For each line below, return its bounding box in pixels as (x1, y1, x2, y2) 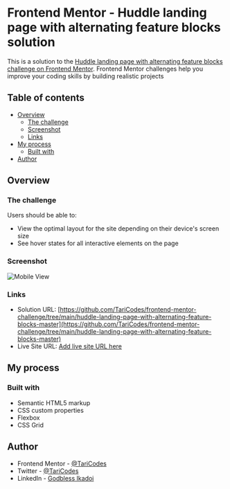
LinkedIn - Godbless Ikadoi (17, 474, 94, 482)
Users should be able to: (7, 211, 78, 220)
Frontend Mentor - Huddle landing (7, 5, 207, 21)
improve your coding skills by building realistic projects (7, 71, 164, 80)
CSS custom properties (17, 406, 85, 414)
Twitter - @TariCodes (17, 466, 79, 475)
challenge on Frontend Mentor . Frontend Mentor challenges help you (7, 64, 203, 73)
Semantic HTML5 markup (17, 398, 91, 407)
